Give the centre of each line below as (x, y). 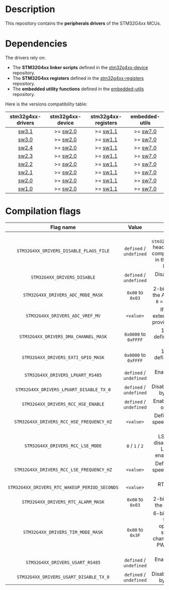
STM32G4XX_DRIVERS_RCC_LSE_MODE (63, 446)
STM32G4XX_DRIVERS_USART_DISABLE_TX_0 (63, 577)
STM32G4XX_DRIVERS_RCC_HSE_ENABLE (63, 404)
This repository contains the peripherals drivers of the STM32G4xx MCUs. (83, 23)
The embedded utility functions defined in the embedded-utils (78, 89)
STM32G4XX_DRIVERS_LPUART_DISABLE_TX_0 (63, 389)
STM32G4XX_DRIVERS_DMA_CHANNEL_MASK (63, 336)
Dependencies (36, 44)
